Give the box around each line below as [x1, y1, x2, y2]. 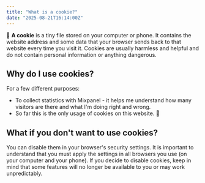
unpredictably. [6, 170, 43, 177]
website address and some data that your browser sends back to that [6, 38, 182, 45]
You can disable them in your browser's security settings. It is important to [6, 144, 194, 151]
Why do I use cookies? [6, 69, 94, 79]
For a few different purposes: [6, 85, 80, 92]
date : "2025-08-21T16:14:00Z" [6, 15, 84, 21]
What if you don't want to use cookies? [6, 127, 158, 138]
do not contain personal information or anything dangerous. [6, 51, 157, 58]
